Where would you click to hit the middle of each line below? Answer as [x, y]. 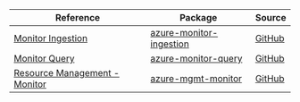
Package [199, 17]
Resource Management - [67, 73]
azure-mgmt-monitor [196, 78]
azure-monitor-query [196, 59]
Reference [78, 17]
